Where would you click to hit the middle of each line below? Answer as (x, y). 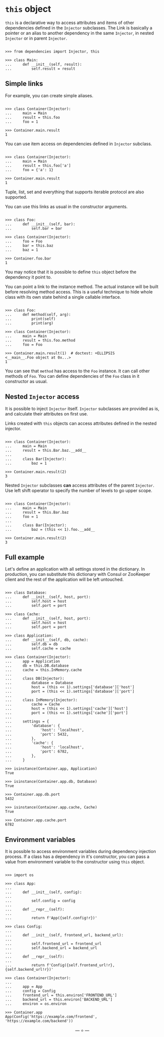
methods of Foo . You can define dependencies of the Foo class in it (72, 376)
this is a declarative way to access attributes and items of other (70, 23)
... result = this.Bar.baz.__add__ (46, 450)
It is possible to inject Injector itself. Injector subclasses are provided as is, (82, 409)
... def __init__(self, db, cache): (47, 640)
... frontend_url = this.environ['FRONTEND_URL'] (61, 995)
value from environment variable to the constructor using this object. (75, 862)
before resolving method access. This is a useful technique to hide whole (79, 292)
